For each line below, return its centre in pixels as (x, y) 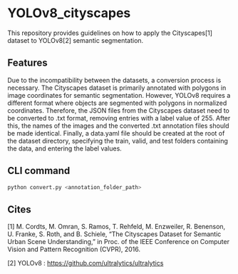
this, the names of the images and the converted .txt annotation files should (118, 126)
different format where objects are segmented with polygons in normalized (117, 103)
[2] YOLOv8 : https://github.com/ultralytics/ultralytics (86, 263)
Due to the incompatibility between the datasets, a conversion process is (114, 80)
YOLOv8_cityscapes (69, 13)
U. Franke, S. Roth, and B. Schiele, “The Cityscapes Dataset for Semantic (114, 234)
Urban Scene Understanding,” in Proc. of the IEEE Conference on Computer (119, 242)
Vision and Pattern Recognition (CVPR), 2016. (74, 249)
